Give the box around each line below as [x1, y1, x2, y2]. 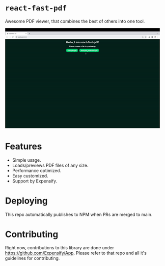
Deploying [5, 195, 48, 206]
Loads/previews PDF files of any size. [12, 162, 89, 168]
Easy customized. [12, 173, 48, 178]
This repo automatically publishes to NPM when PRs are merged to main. [5, 211, 153, 217]
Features [5, 141, 42, 152]
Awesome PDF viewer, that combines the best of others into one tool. [5, 18, 145, 24]
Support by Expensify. [12, 178, 57, 184]
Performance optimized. [12, 167, 61, 174]
